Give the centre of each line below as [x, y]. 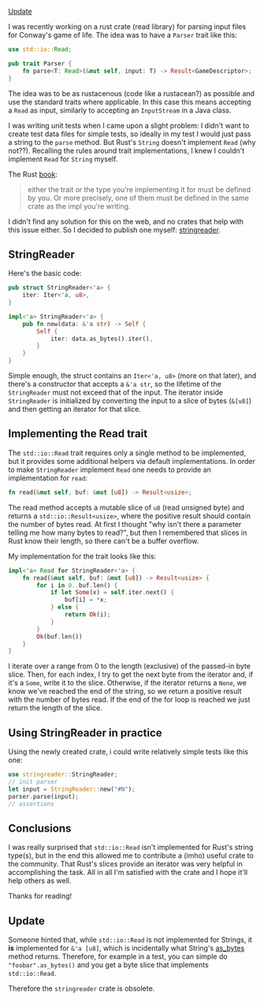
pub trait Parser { [40, 63]
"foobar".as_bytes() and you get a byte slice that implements [108, 965]
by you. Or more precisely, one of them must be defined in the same [138, 198]
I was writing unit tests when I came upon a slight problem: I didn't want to [129, 125]
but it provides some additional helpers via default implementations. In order [132, 461]
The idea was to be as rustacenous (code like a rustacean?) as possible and [131, 93]
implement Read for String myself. [63, 159]
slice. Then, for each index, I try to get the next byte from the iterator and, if [131, 675]
